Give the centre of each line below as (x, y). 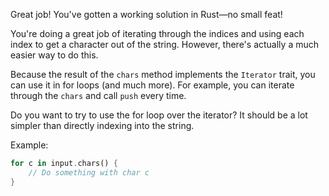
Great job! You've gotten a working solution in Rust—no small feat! (146, 14)
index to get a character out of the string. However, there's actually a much (164, 44)
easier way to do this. (54, 55)
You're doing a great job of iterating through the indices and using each (157, 33)
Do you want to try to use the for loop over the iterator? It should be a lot (159, 115)
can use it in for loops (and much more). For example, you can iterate (152, 85)
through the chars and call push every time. (98, 95)
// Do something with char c (89, 172)
